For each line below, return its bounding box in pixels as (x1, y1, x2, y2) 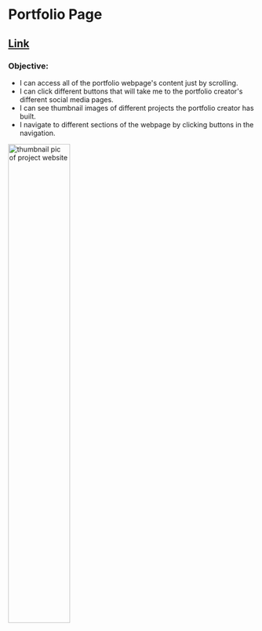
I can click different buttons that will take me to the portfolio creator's (19, 86, 243, 96)
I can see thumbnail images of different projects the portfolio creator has (19, 103, 254, 112)
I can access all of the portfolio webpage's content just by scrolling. (19, 78, 238, 87)
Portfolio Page (8, 6, 103, 24)
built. (19, 112, 37, 121)
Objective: (8, 61, 49, 72)
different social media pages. (19, 94, 114, 104)
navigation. (19, 128, 56, 138)
